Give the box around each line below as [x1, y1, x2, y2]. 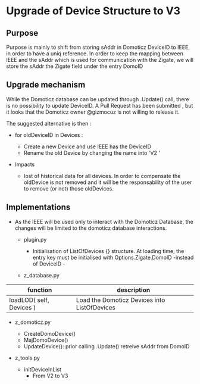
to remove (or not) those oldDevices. [23, 185, 114, 192]
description [117, 286, 151, 294]
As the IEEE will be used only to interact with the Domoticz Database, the [14, 218, 193, 225]
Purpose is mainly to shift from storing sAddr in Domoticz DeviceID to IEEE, [6, 43, 190, 51]
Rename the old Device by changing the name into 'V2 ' [23, 149, 161, 156]
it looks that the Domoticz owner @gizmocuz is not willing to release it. [6, 108, 180, 115]
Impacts [14, 161, 35, 168]
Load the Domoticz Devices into [76, 296, 165, 304]
